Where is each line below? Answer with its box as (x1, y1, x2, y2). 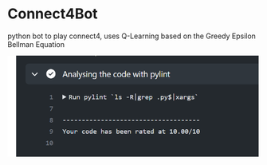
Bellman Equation (7, 39, 65, 49)
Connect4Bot (7, 5, 98, 23)
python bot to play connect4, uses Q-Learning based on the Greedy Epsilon (7, 31, 257, 41)
